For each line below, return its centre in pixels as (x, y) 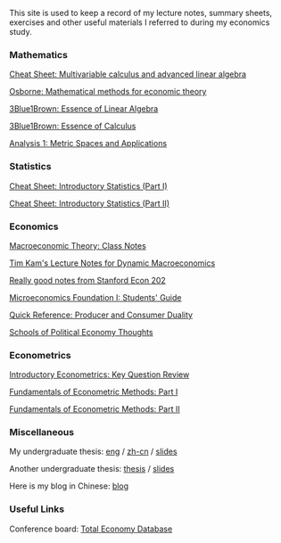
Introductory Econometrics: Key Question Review (99, 374)
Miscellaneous (41, 432)
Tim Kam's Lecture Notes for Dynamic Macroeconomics (112, 263)
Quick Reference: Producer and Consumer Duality (101, 315)
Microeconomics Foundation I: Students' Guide (95, 297)
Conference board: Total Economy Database (91, 529)
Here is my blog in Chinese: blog (69, 486)
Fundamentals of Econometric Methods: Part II (95, 409)
